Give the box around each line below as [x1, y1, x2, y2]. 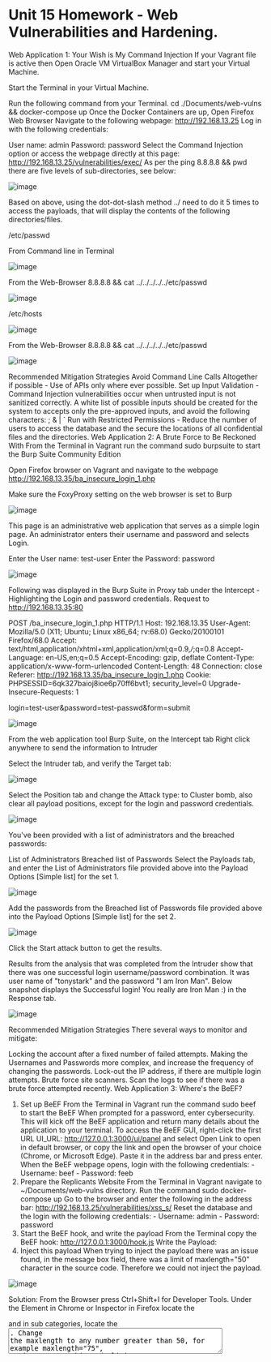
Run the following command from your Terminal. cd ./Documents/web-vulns [8, 98, 262, 108]
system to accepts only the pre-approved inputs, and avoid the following [8, 406, 251, 415]
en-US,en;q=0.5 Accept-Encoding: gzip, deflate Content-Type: [45, 652, 255, 662]
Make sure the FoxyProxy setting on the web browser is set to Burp [8, 489, 232, 499]
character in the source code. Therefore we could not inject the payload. [19, 1263, 263, 1273]
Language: [8, 652, 44, 662]
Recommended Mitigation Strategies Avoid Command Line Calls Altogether [8, 372, 258, 381]
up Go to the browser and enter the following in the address [53, 1194, 252, 1204]
